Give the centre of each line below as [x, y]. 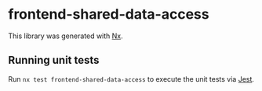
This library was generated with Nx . [65, 36]
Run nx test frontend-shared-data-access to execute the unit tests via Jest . [131, 79]
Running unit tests [54, 60]
